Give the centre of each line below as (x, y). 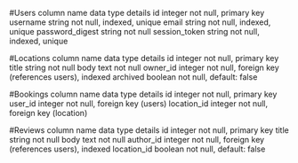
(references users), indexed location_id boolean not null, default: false (137, 149)
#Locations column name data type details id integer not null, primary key (144, 58)
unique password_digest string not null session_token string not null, (134, 31)
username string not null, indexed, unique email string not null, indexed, (140, 22)
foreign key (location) (48, 113)
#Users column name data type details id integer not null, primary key (137, 13)
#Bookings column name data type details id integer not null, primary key (143, 94)
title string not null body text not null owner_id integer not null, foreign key (145, 67)
